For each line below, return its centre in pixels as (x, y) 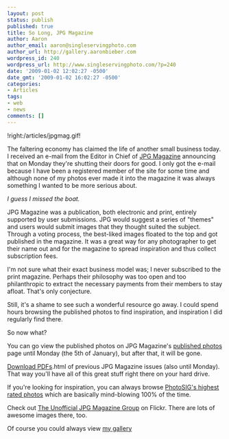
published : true (30, 26)
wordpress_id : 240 (33, 58)
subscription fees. (33, 256)
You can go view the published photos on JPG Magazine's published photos (115, 345)
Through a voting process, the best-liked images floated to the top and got (112, 234)
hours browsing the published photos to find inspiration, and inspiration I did (115, 312)
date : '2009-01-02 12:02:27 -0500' (58, 71)
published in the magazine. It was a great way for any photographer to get (112, 241)
